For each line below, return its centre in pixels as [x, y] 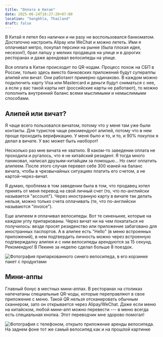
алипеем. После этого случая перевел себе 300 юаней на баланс [74, 166]
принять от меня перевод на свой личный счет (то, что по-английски [77, 191]
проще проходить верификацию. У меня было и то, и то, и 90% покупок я [82, 136]
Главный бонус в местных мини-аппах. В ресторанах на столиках [74, 289]
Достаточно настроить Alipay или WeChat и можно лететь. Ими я [73, 42]
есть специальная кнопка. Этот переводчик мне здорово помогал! [75, 315]
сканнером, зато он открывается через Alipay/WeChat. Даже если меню [81, 304]
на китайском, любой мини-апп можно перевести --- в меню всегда [77, 309]
